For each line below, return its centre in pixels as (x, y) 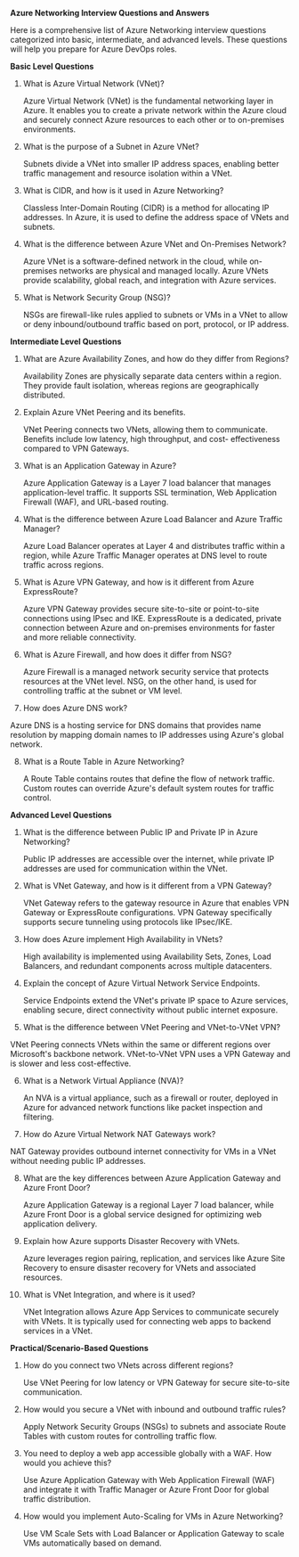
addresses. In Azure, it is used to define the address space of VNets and (156, 217)
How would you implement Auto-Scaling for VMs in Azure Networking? (153, 1516)
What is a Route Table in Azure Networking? (104, 762)
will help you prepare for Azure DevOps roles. (93, 49)
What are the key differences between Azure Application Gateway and (152, 1178)
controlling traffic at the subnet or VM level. (103, 691)
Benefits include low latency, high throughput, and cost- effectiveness (151, 439)
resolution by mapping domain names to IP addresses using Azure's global (147, 735)
